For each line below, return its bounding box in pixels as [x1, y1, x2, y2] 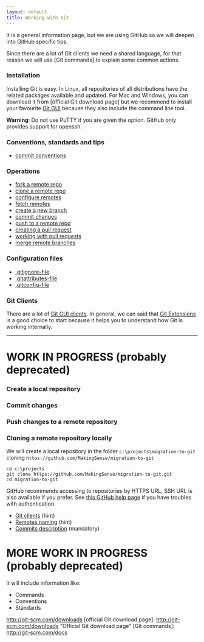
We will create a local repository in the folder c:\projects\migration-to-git [6, 448, 195, 455]
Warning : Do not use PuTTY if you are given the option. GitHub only [6, 116, 177, 124]
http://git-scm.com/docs [6, 629, 68, 637]
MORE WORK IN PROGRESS [6, 546, 148, 560]
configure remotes [15, 194, 62, 201]
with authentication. [6, 500, 56, 507]
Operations [6, 167, 41, 175]
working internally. [6, 323, 53, 330]
